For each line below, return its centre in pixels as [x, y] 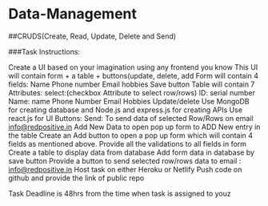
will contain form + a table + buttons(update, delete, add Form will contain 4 [133, 75]
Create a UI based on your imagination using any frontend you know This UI [133, 67]
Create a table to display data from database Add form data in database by [131, 152]
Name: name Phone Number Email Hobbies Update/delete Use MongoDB [129, 101]
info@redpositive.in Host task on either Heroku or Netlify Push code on [125, 169]
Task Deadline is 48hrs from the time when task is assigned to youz [120, 193]
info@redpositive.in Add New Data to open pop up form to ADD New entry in [134, 127]
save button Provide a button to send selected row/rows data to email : [125, 160]
